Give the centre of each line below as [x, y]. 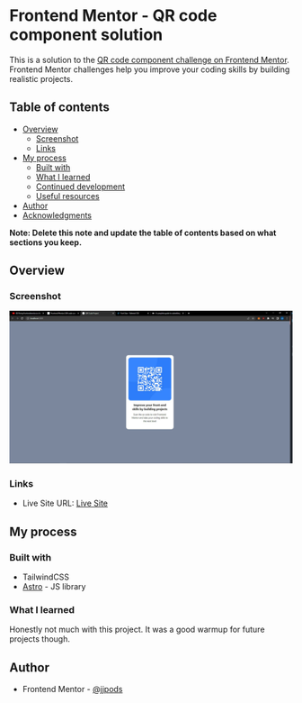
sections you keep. [46, 242]
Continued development [80, 187]
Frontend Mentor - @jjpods [72, 689]
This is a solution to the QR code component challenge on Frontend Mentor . [149, 59]
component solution [86, 35]
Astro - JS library [54, 587]
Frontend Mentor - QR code [113, 16]
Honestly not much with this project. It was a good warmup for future [137, 630]
